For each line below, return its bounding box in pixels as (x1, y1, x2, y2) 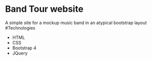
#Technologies (5, 25, 36, 30)
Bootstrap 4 (12, 45, 37, 51)
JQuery (12, 50, 28, 56)
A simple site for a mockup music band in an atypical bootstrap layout (5, 20, 147, 26)
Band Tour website (5, 3, 84, 15)
